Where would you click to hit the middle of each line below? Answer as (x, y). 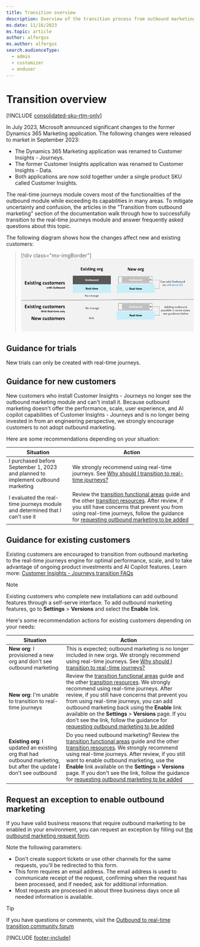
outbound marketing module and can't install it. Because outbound (88, 402)
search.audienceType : (33, 51)
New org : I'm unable (34, 695)
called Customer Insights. (46, 183)
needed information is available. (54, 896)
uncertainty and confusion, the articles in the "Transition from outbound (94, 207)
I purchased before (32, 461)
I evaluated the (27, 498)
